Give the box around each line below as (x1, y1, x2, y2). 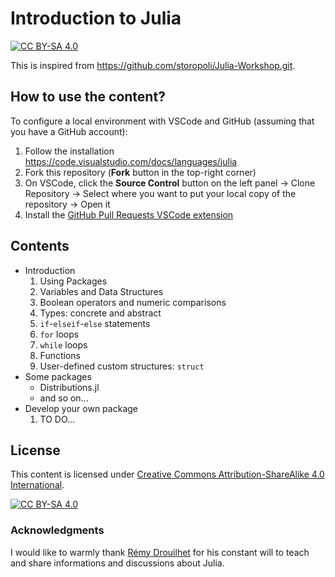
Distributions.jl (39, 381, 100, 393)
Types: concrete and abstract (39, 307, 162, 319)
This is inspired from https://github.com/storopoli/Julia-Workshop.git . (10, 59, 296, 71)
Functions (39, 349, 81, 361)
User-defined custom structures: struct (39, 360, 205, 372)
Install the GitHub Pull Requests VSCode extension (24, 208, 234, 221)
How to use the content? (10, 88, 166, 106)
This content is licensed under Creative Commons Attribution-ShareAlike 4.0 (10, 468, 325, 481)
